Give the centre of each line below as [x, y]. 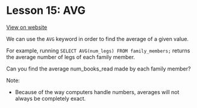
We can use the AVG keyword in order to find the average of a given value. [97, 39]
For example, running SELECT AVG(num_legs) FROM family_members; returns [98, 50]
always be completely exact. [50, 98]
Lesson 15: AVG [46, 11]
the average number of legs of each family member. [71, 57]
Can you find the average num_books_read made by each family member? [98, 68]
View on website [27, 27]
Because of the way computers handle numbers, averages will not [97, 92]
